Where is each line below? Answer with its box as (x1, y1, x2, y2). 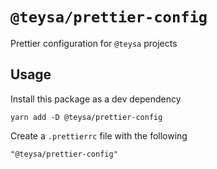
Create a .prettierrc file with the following (10, 129, 188, 142)
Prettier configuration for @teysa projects (10, 37, 178, 49)
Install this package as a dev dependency (10, 93, 182, 105)
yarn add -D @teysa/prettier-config (10, 112, 163, 122)
